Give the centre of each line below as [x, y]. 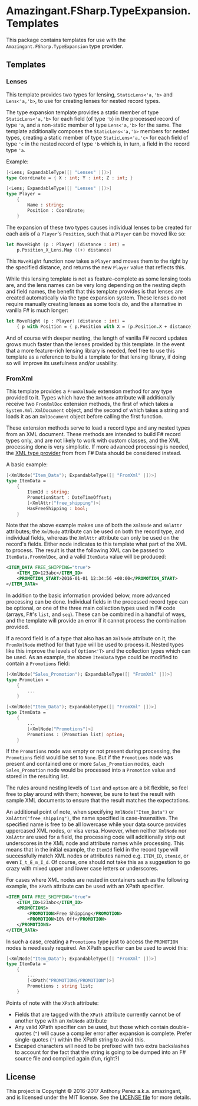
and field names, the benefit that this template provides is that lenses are [95, 292]
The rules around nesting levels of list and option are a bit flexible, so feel [97, 788]
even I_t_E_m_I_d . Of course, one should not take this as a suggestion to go [98, 862]
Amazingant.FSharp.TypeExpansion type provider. [65, 46]
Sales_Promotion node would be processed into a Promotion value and [91, 770]
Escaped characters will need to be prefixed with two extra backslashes [102, 1046]
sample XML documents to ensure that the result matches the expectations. [98, 801]
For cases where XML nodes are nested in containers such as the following [97, 880]
